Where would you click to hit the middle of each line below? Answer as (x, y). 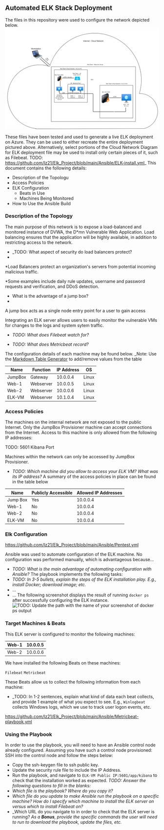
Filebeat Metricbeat (25, 673)
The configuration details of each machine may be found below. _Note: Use (81, 354)
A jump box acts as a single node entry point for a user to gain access (75, 310)
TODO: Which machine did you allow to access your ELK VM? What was (85, 472)
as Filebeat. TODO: (24, 157)
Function (41, 370)
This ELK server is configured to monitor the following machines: (70, 634)
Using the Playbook (29, 734)
